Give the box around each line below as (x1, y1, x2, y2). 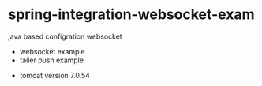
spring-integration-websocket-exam (8, 6, 255, 24)
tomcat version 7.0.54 (19, 70, 91, 80)
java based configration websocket (8, 32, 122, 41)
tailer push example (19, 55, 84, 65)
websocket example (19, 47, 85, 56)
